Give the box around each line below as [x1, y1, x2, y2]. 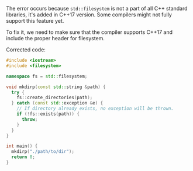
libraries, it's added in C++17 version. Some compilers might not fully [6, 11, 173, 18]
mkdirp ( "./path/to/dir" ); [11, 149, 75, 155]
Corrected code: [6, 46, 46, 53]
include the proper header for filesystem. [6, 35, 105, 41]
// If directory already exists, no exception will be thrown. [16, 106, 174, 111]
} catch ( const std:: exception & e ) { [11, 100, 104, 106]
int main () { [6, 143, 38, 149]
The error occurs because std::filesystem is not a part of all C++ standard [6, 5, 188, 12]
